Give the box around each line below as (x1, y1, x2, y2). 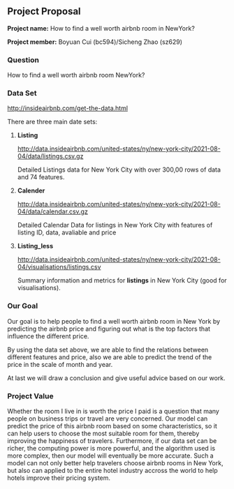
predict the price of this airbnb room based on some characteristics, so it (7, 422, 218, 430)
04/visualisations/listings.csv (17, 263, 101, 271)
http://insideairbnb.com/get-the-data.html (7, 104, 128, 112)
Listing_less (17, 242, 54, 250)
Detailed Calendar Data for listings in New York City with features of (17, 221, 213, 230)
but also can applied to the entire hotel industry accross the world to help (7, 467, 218, 474)
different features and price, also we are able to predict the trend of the (7, 352, 212, 361)
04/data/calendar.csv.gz (17, 207, 89, 216)
